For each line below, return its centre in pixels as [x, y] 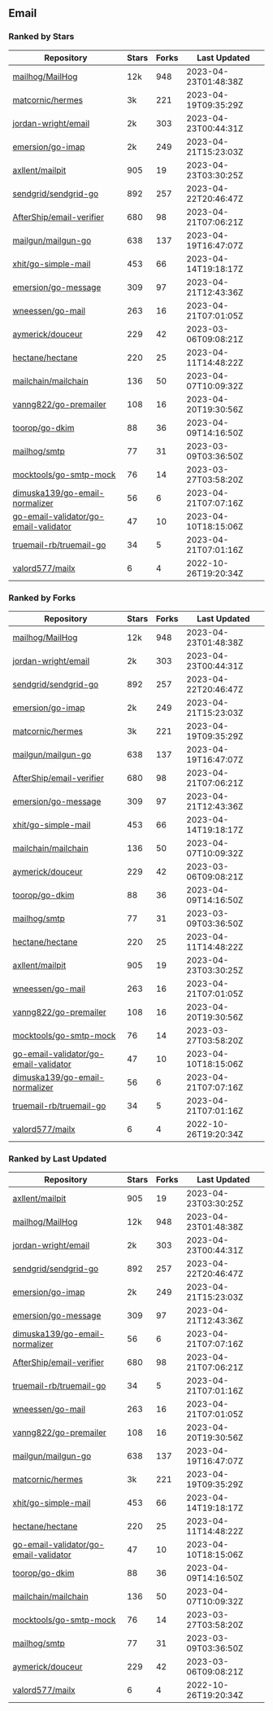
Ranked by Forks [42, 598]
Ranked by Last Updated [58, 1158]
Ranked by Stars [41, 37]
